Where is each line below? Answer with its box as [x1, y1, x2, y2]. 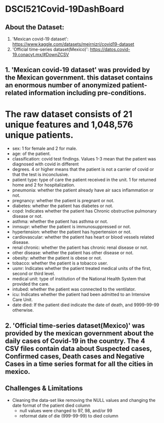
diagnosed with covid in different [12, 161, 79, 167]
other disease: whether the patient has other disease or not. [12, 250, 134, 256]
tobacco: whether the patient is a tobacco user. [12, 260, 108, 266]
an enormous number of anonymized [5, 81, 121, 89]
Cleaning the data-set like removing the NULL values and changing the [12, 397, 156, 403]
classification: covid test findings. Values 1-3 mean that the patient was [12, 156, 156, 162]
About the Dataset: [5, 23, 65, 31]
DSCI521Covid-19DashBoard [5, 3, 124, 15]
